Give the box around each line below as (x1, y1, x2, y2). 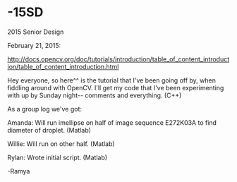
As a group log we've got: (7, 104, 83, 113)
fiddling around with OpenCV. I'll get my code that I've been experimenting (7, 83, 224, 92)
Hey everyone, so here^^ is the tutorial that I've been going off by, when (7, 75, 217, 85)
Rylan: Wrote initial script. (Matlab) (7, 153, 108, 162)
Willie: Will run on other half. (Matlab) (7, 139, 115, 148)
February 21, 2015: (7, 41, 61, 49)
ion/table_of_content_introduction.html (7, 62, 119, 71)
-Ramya (7, 166, 30, 175)
